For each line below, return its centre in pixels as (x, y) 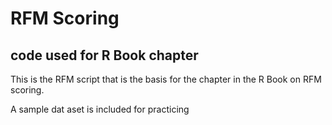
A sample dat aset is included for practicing (100, 109)
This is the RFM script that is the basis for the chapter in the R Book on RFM (166, 79)
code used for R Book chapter (104, 55)
